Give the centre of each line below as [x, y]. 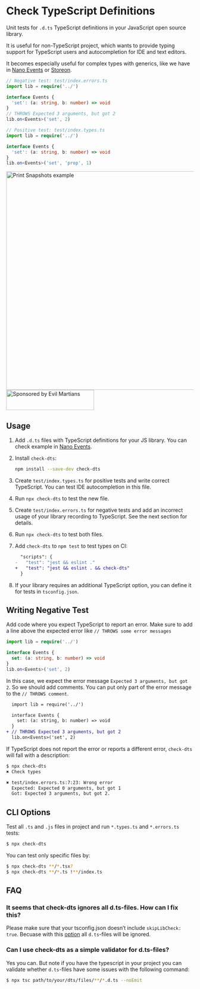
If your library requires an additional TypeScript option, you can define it [103, 585]
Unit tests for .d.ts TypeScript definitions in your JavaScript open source [96, 28]
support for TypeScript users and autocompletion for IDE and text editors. [96, 51]
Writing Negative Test [48, 610]
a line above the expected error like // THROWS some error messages [89, 631]
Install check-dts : [35, 458]
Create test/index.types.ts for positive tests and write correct [92, 480]
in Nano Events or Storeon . [39, 69]
